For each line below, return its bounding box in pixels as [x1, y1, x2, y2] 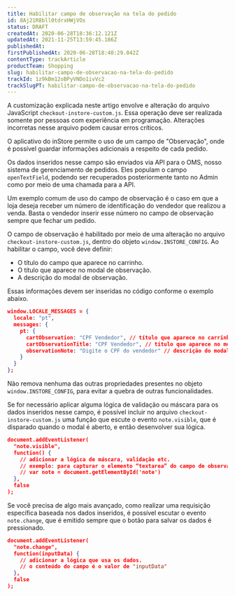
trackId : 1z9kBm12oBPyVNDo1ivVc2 [7, 75, 105, 83]
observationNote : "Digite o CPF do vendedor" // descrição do [25, 347, 211, 354]
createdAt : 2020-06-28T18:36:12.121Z [7, 29, 117, 37]
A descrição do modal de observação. [17, 273, 128, 282]
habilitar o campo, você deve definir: [7, 245, 113, 253]
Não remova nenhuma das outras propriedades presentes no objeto [7, 379, 203, 388]
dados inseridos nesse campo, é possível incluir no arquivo [7, 408, 178, 416]
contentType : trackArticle [7, 56, 86, 63]
